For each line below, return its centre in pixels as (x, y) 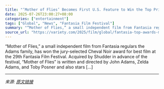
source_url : (17, 32)
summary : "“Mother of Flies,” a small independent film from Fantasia (78, 28)
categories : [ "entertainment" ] (37, 19)
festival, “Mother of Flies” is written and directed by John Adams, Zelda (77, 62)
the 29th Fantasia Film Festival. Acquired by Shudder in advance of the (76, 56)
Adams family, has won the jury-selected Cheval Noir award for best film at (81, 51)
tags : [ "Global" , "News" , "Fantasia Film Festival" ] (60, 23)
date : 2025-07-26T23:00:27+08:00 (39, 14)
